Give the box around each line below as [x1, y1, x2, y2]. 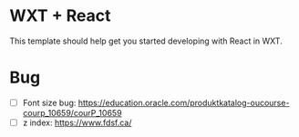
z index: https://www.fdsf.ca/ [22, 117, 132, 128]
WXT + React [9, 5, 111, 26]
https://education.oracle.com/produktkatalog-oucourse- [77, 97, 290, 108]
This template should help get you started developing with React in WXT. [9, 35, 283, 46]
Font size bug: [22, 97, 77, 108]
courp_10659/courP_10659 [22, 107, 122, 118]
